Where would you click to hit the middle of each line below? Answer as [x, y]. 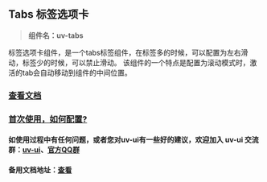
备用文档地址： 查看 [40, 170]
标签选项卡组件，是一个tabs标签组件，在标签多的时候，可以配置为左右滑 [128, 52]
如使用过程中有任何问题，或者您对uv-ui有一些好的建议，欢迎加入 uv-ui [126, 140]
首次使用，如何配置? [48, 119]
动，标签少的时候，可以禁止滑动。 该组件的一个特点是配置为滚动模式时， [129, 62]
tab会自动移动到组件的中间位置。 [77, 72]
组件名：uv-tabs [55, 35]
